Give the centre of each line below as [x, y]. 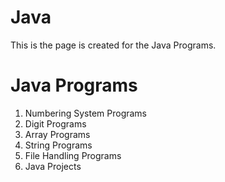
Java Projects [53, 166]
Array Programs [57, 134]
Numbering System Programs [86, 113]
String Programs [58, 145]
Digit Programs [55, 123]
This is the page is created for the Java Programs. [113, 45]
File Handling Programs [73, 155]
